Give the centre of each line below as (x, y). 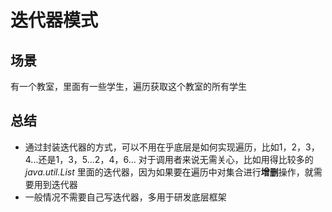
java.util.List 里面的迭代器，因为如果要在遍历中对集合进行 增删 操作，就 (169, 172)
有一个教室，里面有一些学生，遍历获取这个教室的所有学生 (128, 86)
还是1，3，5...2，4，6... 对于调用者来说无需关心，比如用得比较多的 (176, 159)
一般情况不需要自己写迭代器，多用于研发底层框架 (125, 197)
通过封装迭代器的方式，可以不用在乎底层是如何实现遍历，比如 (152, 147)
